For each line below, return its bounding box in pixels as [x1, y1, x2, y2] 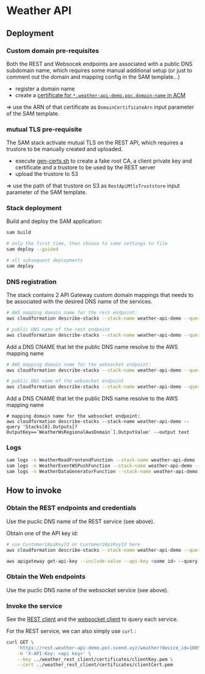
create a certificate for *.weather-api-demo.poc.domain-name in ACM [15, 91, 186, 98]
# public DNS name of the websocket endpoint [6, 378, 124, 384]
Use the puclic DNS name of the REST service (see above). [6, 518, 155, 525]
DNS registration [6, 277, 57, 286]
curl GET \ [6, 639, 34, 645]
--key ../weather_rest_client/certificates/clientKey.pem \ [17, 656, 173, 662]
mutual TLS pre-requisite [6, 125, 82, 133]
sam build [6, 230, 32, 236]
